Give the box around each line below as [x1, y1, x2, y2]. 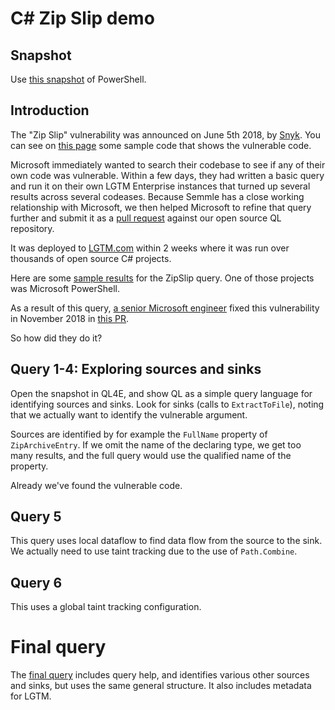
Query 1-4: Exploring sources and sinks [10, 361, 262, 378]
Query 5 [10, 508, 62, 526]
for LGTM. [10, 690, 52, 702]
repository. [10, 222, 55, 234]
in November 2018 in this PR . [10, 312, 130, 324]
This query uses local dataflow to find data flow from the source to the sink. [10, 535, 323, 547]
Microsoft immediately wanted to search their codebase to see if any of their [10, 158, 326, 171]
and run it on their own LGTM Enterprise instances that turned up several [10, 180, 311, 192]
